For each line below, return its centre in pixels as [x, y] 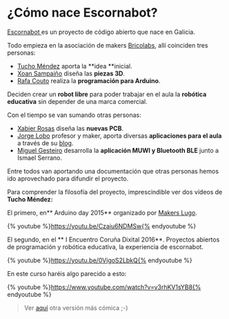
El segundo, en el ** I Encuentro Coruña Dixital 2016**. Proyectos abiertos [113, 239]
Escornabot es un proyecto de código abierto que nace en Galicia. [101, 32]
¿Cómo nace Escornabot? [82, 13]
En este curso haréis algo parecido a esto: [67, 273]
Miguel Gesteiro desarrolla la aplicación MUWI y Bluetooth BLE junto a [118, 150]
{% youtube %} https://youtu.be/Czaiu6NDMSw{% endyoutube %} [102, 226]
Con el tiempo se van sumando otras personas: [74, 115]
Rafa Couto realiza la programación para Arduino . [89, 80]
